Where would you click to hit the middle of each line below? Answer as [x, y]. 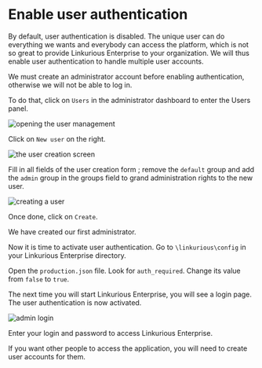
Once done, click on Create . [53, 216]
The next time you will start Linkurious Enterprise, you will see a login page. [130, 294]
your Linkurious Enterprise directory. [67, 255]
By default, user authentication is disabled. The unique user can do [116, 36]
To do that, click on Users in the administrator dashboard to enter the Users [129, 100]
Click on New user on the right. [57, 138]
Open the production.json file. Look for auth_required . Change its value [124, 270]
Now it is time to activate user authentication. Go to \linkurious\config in [127, 247]
